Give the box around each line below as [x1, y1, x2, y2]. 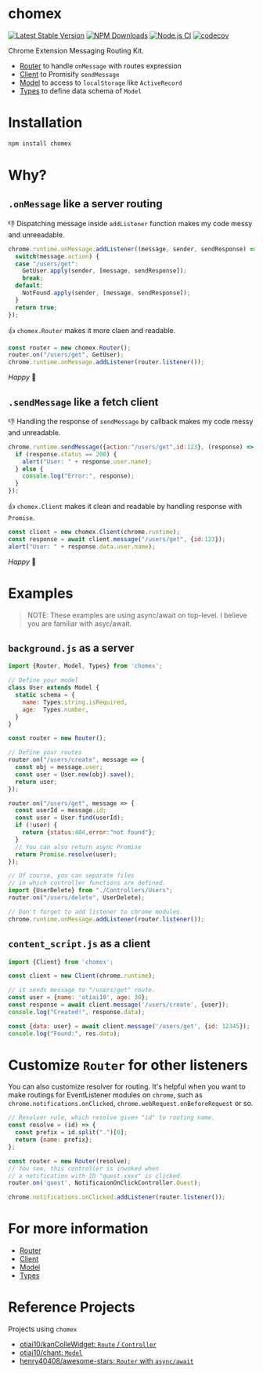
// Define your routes [8, 749, 82, 756]
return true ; [15, 303, 58, 311]
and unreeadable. [8, 229, 65, 240]
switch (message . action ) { [15, 252, 100, 260]
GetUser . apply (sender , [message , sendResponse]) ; [22, 267, 188, 275]
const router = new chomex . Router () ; [8, 343, 131, 352]
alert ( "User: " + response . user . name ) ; [22, 457, 153, 466]
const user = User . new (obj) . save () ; [15, 771, 135, 778]
